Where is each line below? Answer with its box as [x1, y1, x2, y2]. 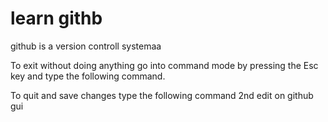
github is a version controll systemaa [10, 40, 162, 52]
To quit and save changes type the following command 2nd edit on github [10, 89, 314, 101]
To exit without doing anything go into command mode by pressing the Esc [10, 59, 319, 71]
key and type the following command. [10, 70, 166, 82]
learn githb [10, 7, 103, 30]
